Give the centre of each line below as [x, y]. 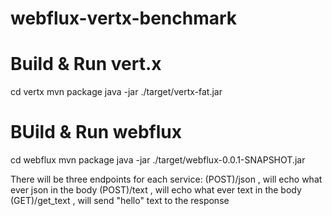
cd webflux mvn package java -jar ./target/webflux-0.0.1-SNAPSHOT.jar [158, 160]
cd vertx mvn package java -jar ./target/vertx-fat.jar [116, 92]
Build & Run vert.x [86, 64]
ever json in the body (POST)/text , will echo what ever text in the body [156, 190]
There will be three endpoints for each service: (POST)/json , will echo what [166, 179]
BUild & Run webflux [96, 132]
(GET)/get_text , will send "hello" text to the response [120, 201]
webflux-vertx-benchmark [124, 18]
